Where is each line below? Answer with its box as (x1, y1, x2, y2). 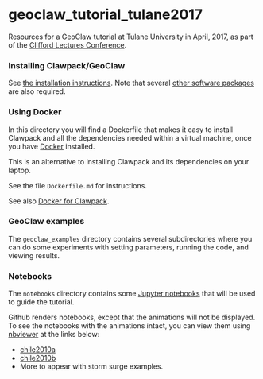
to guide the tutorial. (8, 297, 75, 307)
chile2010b (19, 354, 56, 363)
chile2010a (19, 345, 56, 354)
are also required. (8, 87, 66, 96)
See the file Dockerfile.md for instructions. (8, 180, 147, 190)
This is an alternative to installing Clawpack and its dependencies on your (8, 157, 249, 166)
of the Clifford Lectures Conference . (8, 40, 127, 49)
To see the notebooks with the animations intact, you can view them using (8, 321, 251, 331)
